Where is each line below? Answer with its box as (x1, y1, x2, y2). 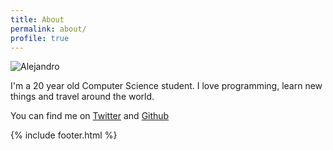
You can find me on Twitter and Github (10, 110, 170, 122)
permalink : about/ (10, 24, 87, 34)
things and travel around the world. (10, 91, 155, 103)
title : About (10, 14, 65, 25)
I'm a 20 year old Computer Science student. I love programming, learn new (10, 80, 323, 92)
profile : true (10, 33, 70, 43)
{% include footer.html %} (10, 129, 118, 141)
